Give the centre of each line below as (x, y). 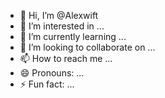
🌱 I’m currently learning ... (73, 36)
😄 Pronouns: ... (52, 73)
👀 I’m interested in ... (62, 26)
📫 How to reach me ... (66, 58)
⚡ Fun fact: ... (47, 84)
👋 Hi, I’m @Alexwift (59, 15)
